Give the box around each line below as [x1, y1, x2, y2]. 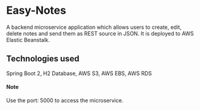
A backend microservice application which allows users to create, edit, [6, 23, 182, 31]
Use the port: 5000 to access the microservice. [6, 97, 123, 104]
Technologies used [6, 53, 80, 64]
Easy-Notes [6, 4, 66, 17]
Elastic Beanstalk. [6, 36, 50, 43]
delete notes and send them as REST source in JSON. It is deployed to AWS [6, 29, 194, 37]
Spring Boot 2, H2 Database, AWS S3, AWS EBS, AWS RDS [6, 70, 152, 77]
